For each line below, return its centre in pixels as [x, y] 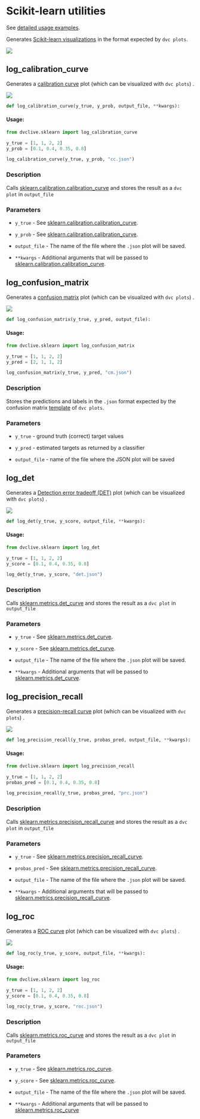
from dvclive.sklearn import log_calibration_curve [72, 132]
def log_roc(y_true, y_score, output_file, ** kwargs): [76, 953]
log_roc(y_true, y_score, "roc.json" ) [54, 1007]
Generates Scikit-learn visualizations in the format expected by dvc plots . [97, 39]
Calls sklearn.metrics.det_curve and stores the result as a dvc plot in [91, 603]
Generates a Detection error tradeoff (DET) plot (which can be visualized [96, 492]
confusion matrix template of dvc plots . [55, 407]
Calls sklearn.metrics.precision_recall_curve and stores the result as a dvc [97, 821]
